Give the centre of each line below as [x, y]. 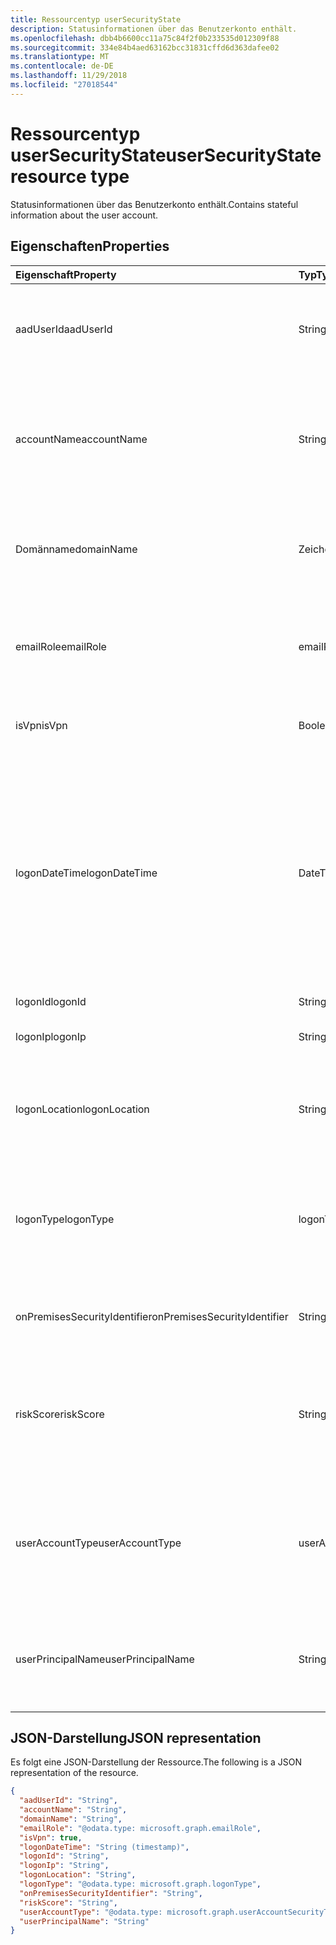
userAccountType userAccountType [98, 1543]
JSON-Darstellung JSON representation [136, 1737]
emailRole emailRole [61, 646]
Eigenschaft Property [66, 274]
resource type [70, 176]
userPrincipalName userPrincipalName [105, 1659]
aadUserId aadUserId [64, 329]
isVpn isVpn [41, 725]
